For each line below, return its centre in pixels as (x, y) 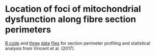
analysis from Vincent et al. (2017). (40, 48)
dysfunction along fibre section (71, 19)
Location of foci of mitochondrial (73, 9)
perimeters (28, 30)
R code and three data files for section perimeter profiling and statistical (78, 43)
